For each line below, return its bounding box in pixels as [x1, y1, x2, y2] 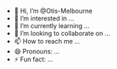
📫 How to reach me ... [13, 37, 80, 45]
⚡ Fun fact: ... [13, 55, 53, 63]
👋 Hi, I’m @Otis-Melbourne [13, 7, 93, 15]
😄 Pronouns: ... [13, 47, 60, 56]
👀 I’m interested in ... [13, 14, 74, 23]
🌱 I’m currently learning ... [13, 22, 90, 30]
